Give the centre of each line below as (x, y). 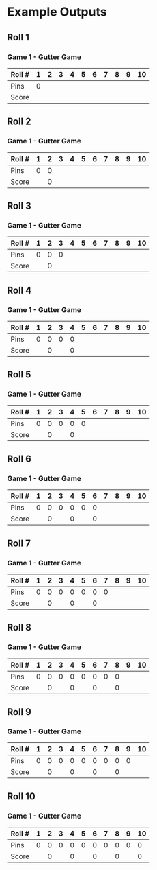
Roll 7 (19, 543)
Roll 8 (19, 627)
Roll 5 (19, 375)
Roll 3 (19, 205)
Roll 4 (19, 290)
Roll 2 (19, 122)
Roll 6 (19, 459)
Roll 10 (21, 796)
